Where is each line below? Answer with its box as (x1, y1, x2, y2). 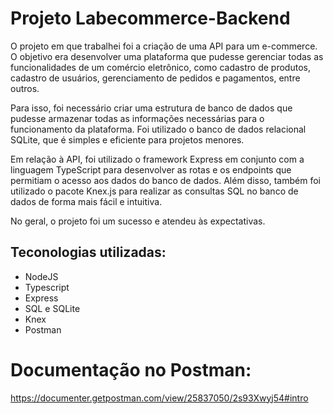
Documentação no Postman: (10, 358, 252, 381)
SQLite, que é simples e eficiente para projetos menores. (10, 133, 245, 146)
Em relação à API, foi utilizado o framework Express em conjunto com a (10, 153, 305, 165)
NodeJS (24, 270, 59, 282)
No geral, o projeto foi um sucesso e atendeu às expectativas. (10, 215, 266, 227)
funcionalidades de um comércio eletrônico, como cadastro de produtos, (10, 61, 311, 73)
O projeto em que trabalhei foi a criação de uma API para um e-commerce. (10, 40, 318, 52)
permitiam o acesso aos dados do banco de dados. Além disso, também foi (10, 174, 321, 186)
